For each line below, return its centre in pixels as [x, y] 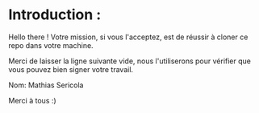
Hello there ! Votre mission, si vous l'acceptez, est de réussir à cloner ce [128, 37]
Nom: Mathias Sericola [46, 85]
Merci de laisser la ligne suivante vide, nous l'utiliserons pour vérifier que [130, 61]
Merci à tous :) [32, 100]
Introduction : [55, 15]
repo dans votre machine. [51, 45]
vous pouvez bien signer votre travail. [71, 69]
